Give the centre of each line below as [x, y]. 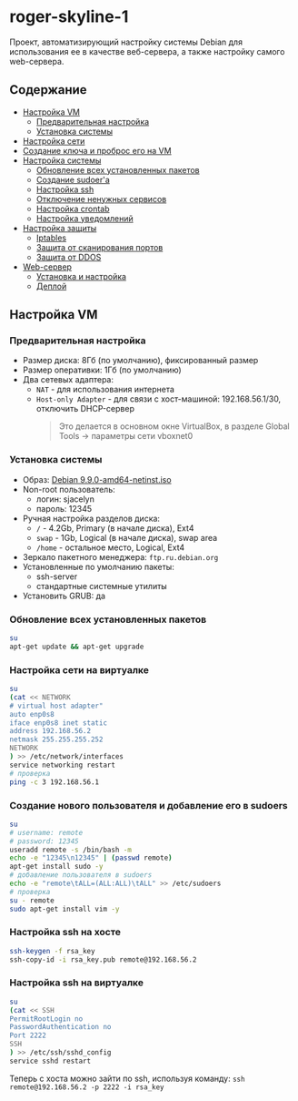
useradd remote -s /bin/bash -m [70, 850]
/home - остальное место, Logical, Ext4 [110, 547]
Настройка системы [62, 160]
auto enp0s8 [32, 714]
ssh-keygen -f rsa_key [52, 951]
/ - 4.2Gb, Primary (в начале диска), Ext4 [115, 528]
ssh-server [57, 576]
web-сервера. [37, 61]
